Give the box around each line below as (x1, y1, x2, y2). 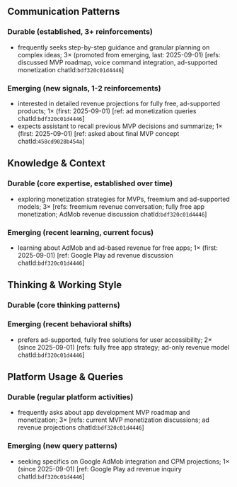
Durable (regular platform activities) (7, 392, 134, 402)
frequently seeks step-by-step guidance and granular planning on (17, 42, 210, 52)
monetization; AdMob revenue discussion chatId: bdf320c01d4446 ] (17, 210, 207, 218)
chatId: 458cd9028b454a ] (17, 137, 85, 145)
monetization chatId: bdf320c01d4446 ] (17, 65, 125, 74)
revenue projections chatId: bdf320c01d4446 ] (17, 423, 145, 432)
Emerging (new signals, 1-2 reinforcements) (7, 83, 161, 93)
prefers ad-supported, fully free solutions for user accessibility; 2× (17, 336, 212, 344)
